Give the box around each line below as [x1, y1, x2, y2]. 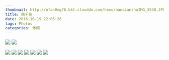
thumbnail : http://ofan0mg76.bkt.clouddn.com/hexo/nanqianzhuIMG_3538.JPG [5, 7, 165, 12]
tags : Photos [5, 21, 33, 26]
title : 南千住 [5, 12, 33, 17]
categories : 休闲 [5, 26, 40, 31]
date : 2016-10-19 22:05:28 [5, 16, 62, 21]
